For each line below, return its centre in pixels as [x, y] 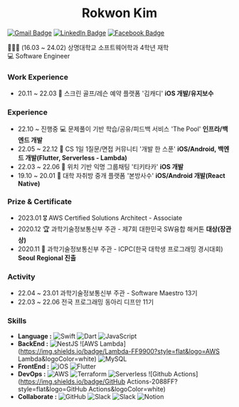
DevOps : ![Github [95, 374]
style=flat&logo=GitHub [52, 389]
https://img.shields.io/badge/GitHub [73, 381]
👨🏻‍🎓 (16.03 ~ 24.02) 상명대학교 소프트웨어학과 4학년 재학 [88, 47]
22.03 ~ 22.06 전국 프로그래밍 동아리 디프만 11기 [86, 302]
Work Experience [38, 77]
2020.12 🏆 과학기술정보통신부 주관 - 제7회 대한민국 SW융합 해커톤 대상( [119, 228]
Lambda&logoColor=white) [57, 359]
